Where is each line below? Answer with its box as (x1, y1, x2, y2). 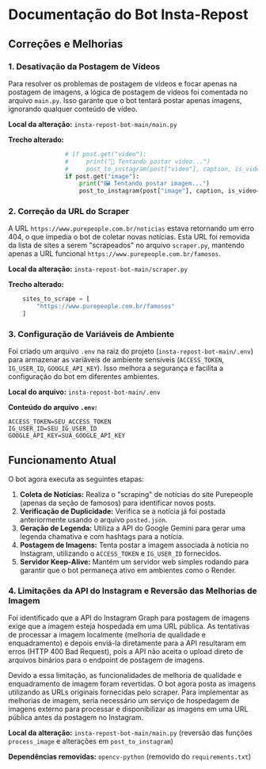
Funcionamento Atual (8, 453, 116, 467)
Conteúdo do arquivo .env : (8, 403, 97, 412)
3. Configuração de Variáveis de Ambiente (8, 328, 175, 339)
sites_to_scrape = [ (22, 295, 90, 303)
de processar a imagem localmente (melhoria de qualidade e (8, 630, 206, 640)
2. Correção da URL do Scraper (8, 206, 129, 217)
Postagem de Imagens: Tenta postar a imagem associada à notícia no (19, 541, 249, 550)
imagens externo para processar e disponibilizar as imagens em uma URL (8, 704, 249, 714)
